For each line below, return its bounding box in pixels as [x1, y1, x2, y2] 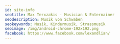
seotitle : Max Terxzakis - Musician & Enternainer [5, 12, 115, 17]
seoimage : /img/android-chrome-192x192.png [5, 26, 99, 31]
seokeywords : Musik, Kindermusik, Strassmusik [5, 21, 106, 27]
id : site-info [5, 7, 35, 13]
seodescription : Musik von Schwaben [5, 17, 83, 22]
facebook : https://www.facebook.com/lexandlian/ [5, 31, 110, 36]
